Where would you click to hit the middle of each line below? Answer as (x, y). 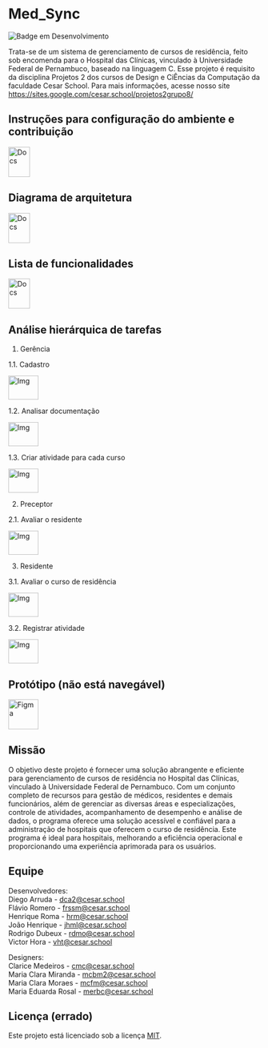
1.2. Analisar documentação (54, 411)
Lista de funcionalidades (71, 264)
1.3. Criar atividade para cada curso (67, 458)
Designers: (26, 957)
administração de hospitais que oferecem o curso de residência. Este (122, 829)
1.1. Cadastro (29, 364)
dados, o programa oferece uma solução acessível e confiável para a (122, 821)
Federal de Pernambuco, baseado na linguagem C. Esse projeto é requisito (132, 68)
